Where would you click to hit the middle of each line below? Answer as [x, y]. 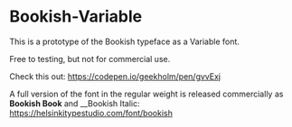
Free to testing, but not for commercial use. [90, 59]
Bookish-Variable [76, 17]
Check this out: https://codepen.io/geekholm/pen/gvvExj [115, 76]
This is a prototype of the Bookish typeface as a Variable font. [124, 41]
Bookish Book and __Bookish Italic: [75, 103]
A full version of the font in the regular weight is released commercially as [146, 94]
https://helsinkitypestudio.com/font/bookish [91, 113]
